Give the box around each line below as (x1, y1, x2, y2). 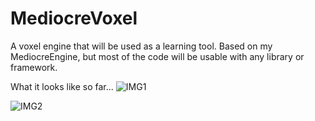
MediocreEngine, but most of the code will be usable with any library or (10, 50, 305, 62)
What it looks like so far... (10, 80, 114, 92)
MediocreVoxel (10, 7, 138, 30)
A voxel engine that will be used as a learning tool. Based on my (10, 40, 273, 52)
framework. (10, 61, 58, 73)
